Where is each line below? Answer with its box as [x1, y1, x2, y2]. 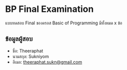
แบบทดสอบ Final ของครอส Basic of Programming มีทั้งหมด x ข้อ [5, 20, 123, 26]
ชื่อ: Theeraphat [12, 48, 43, 54]
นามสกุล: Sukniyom [12, 53, 49, 59]
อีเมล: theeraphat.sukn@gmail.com [12, 59, 82, 65]
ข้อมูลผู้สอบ [5, 35, 33, 43]
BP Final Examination [5, 3, 94, 15]
